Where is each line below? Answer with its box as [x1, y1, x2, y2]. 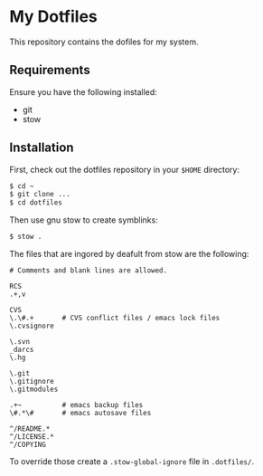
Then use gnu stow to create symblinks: [9, 214, 158, 225]
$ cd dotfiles [9, 198, 63, 207]
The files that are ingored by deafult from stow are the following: [9, 249, 249, 260]
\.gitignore [9, 377, 54, 386]
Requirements [9, 62, 90, 78]
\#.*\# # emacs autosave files [9, 409, 152, 418]
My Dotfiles [9, 6, 98, 27]
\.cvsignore [9, 321, 54, 331]
